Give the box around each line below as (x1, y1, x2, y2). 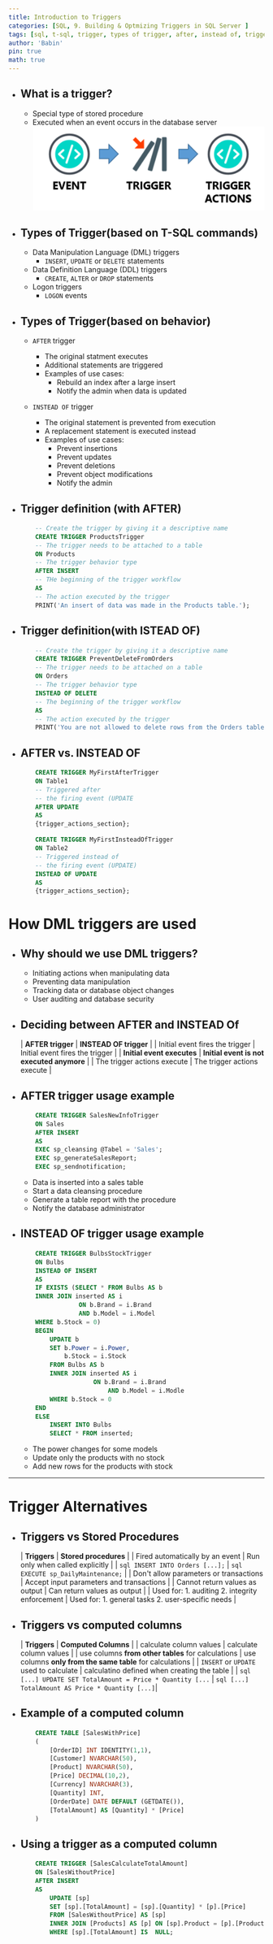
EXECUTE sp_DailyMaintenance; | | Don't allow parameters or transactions (19, 1569, 264, 1578)
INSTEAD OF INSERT (35, 1266, 97, 1275)
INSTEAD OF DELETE (35, 689, 97, 697)
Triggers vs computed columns (19, 1618, 183, 1632)
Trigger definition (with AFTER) (19, 501, 182, 515)
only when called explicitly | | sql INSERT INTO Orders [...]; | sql (19, 1560, 243, 1570)
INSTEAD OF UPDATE (35, 870, 97, 878)
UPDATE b (50, 1335, 80, 1343)
